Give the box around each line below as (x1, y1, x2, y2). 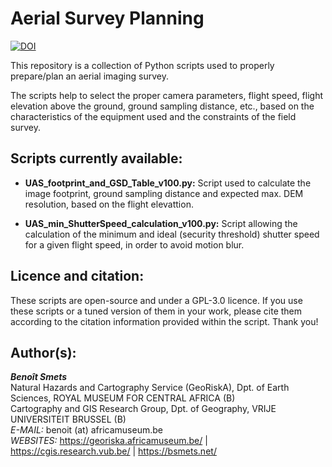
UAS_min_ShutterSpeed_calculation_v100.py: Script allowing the (24, 217, 298, 229)
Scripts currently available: (10, 150, 183, 167)
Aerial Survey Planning (10, 7, 205, 30)
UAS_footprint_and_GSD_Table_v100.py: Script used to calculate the (24, 177, 312, 189)
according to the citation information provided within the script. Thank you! (10, 315, 319, 327)
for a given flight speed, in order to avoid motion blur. (24, 238, 245, 251)
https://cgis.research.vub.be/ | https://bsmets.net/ (10, 445, 217, 457)
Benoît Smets (10, 371, 68, 383)
